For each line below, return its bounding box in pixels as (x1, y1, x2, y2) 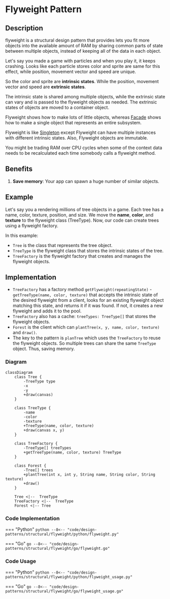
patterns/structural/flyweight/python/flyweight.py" (5, 532, 119, 537)
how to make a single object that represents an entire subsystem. (5, 120, 142, 125)
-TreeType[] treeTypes (23, 445, 72, 450)
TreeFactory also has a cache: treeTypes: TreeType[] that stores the (12, 313, 156, 320)
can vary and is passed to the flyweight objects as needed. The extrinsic (5, 99, 157, 105)
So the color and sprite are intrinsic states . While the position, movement (5, 79, 159, 84)
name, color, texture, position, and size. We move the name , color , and (5, 212, 154, 218)
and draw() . (12, 330, 37, 336)
